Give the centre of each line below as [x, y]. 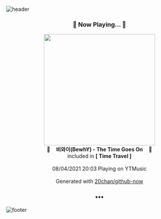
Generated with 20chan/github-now [99, 182]
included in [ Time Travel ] [99, 156]
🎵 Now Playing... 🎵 [99, 24]
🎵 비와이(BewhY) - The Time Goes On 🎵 [99, 150]
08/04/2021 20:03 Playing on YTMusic [99, 169]
